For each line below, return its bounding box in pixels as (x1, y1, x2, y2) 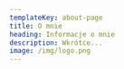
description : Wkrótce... (9, 38, 103, 47)
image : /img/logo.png (9, 47, 91, 56)
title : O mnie (9, 22, 63, 30)
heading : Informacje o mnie (9, 30, 116, 39)
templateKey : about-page (9, 13, 103, 22)
